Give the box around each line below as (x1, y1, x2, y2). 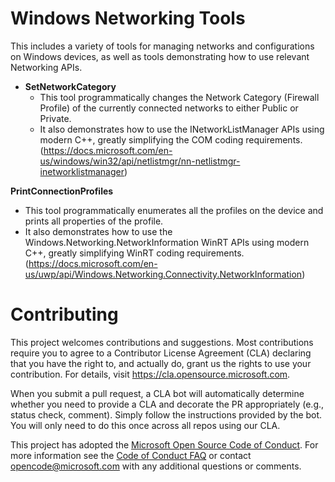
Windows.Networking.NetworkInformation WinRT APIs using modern (24, 236, 310, 248)
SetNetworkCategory (24, 80, 117, 92)
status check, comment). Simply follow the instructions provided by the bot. (10, 408, 323, 421)
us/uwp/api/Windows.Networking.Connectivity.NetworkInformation (24, 268, 303, 280)
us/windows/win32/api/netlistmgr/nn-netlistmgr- (39, 155, 241, 167)
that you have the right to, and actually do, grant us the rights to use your (10, 357, 312, 369)
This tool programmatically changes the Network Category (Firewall (39, 91, 320, 103)
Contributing (10, 303, 119, 326)
